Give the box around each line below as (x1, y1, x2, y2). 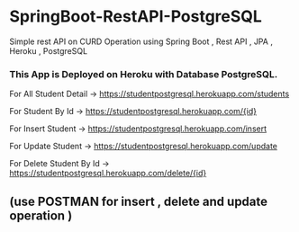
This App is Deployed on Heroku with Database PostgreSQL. (9, 67, 278, 80)
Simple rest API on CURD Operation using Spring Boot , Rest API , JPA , (9, 36, 273, 47)
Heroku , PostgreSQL (9, 45, 88, 56)
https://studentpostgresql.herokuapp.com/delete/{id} (9, 168, 207, 179)
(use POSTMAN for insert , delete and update (9, 193, 268, 209)
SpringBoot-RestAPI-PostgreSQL (9, 6, 263, 27)
